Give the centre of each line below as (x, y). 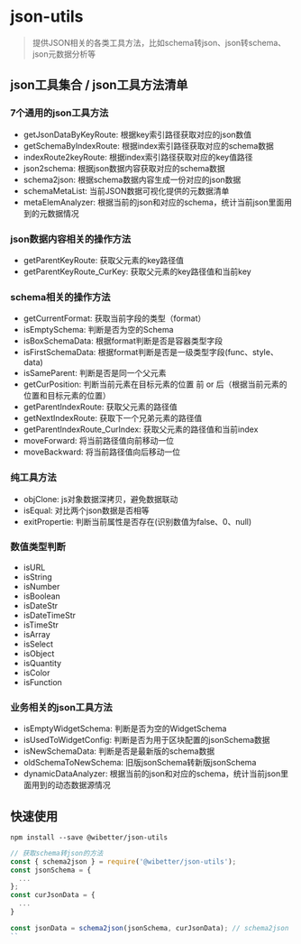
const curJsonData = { (53, 895)
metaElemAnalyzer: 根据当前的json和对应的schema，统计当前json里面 (154, 202)
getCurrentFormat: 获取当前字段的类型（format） (114, 318)
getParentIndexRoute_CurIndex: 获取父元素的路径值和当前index (141, 429)
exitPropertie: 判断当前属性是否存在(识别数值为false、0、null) (137, 521)
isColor (36, 673)
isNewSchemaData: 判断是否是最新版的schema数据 (119, 751)
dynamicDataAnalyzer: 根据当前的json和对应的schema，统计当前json (152, 774)
